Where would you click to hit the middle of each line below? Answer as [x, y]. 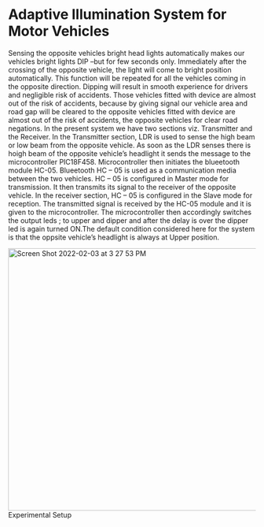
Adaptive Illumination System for [117, 15]
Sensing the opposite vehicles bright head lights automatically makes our [126, 53]
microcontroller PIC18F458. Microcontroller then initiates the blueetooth [124, 161]
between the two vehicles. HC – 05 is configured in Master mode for [119, 178]
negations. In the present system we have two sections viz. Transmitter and [130, 128]
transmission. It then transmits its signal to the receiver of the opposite [122, 187]
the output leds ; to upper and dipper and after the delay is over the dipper [128, 220]
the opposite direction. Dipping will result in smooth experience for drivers [128, 86]
